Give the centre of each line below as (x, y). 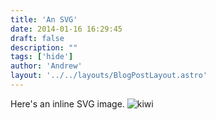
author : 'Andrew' (46, 66)
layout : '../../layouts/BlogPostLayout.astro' (109, 76)
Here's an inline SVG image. (67, 103)
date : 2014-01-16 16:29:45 (66, 29)
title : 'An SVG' (44, 19)
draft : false (37, 38)
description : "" (44, 47)
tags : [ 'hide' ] (42, 57)
